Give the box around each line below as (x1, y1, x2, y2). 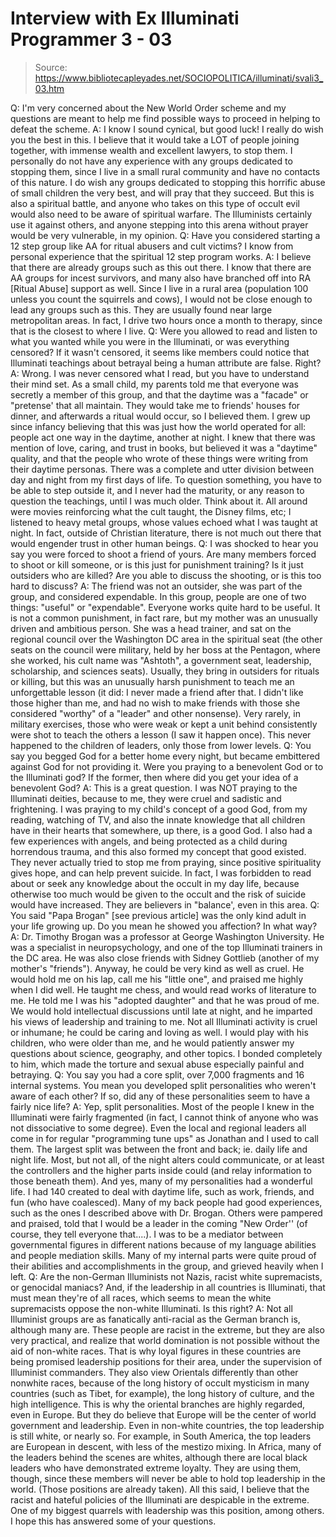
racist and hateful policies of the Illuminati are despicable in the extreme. (10, 1493, 310, 1506)
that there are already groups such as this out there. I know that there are (10, 261, 312, 273)
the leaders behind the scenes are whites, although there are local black (10, 1451, 308, 1463)
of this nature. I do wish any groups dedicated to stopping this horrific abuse (10, 176, 326, 188)
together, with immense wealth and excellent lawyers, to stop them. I (10, 144, 293, 156)
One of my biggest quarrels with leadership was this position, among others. (10, 1504, 325, 1516)
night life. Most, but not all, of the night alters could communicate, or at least (10, 1153, 325, 1166)
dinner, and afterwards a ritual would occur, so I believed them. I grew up (10, 410, 311, 422)
